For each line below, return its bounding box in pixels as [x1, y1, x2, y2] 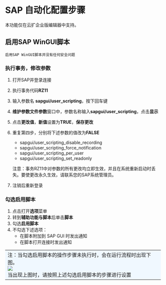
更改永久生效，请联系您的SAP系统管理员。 [29, 172, 117, 178]
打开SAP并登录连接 [12, 77, 52, 83]
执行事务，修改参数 [5, 65, 51, 71]
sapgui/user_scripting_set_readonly [19, 155, 92, 161]
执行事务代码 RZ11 [12, 87, 48, 93]
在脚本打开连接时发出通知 [19, 239, 72, 245]
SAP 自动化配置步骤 [5, 4, 85, 16]
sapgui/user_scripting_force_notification [19, 145, 102, 151]
